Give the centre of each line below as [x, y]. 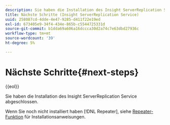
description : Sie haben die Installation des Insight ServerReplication [83, 10]
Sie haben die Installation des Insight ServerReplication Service [71, 96]
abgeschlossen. [22, 101]
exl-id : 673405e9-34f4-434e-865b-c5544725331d [55, 24]
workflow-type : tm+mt [28, 33]
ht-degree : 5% [20, 43]
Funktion [14, 116]
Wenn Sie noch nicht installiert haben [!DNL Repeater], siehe [68, 111]
